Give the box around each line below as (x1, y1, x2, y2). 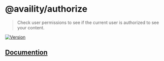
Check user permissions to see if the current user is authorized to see (17, 20, 159, 25)
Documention (5, 48, 48, 57)
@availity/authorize (5, 3, 88, 15)
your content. (17, 24, 45, 30)
